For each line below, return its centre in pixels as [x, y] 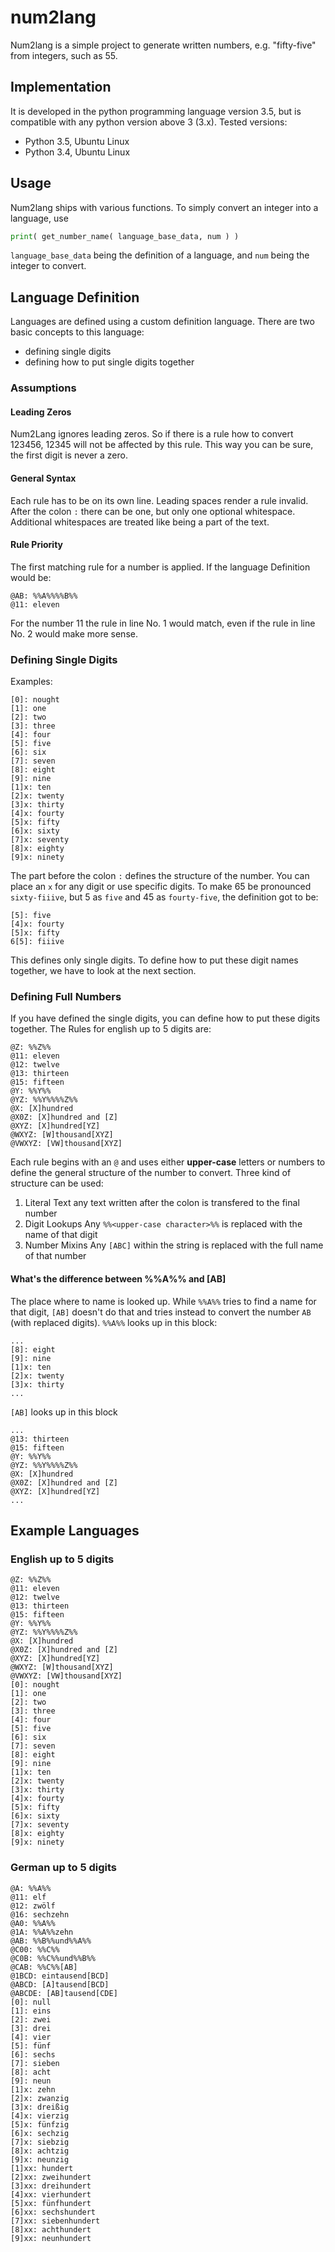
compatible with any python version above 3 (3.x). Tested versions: [149, 122]
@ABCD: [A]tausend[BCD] [60, 1984]
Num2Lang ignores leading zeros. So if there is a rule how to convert [152, 434]
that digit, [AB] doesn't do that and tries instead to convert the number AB [161, 1312]
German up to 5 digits [64, 1868]
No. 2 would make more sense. [74, 633]
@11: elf [28, 1897]
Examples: [31, 682]
